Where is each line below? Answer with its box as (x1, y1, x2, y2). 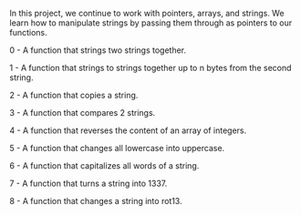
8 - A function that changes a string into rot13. (9, 196, 182, 206)
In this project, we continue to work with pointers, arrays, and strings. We (9, 8, 285, 18)
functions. (9, 27, 47, 37)
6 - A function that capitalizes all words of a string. (9, 160, 200, 171)
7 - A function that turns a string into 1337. (9, 178, 168, 189)
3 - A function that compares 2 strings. (9, 107, 156, 118)
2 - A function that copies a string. (9, 90, 139, 100)
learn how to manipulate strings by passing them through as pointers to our (9, 17, 293, 28)
